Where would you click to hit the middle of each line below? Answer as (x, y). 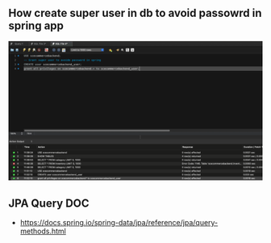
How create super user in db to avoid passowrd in (135, 13)
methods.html (43, 231)
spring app (36, 26)
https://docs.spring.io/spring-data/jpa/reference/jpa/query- (119, 223)
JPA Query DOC (49, 203)
